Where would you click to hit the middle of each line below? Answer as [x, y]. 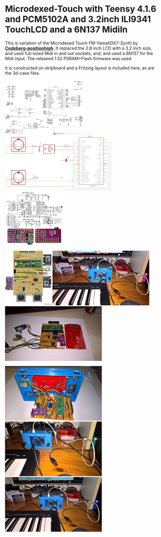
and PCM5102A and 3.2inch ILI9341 [78, 19]
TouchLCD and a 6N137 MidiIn [66, 30]
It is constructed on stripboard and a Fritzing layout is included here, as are [80, 68]
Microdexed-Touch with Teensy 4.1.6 [81, 9]
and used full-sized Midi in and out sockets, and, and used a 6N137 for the [79, 53]
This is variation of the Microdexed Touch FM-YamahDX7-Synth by [72, 43]
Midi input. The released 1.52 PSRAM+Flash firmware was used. [69, 58]
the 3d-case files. [22, 73]
